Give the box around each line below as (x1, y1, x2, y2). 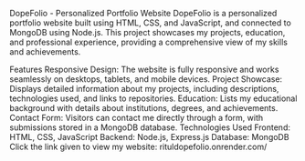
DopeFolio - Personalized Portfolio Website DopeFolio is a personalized (9, 8, 278, 18)
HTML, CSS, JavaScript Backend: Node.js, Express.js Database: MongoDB (9, 132, 289, 142)
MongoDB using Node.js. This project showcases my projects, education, (9, 27, 286, 37)
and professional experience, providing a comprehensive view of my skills (9, 36, 288, 47)
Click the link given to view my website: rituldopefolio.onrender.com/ (9, 141, 268, 152)
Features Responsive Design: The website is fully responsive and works (9, 64, 279, 75)
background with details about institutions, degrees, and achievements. (9, 103, 279, 113)
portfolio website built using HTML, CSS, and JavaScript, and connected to (9, 17, 292, 28)
